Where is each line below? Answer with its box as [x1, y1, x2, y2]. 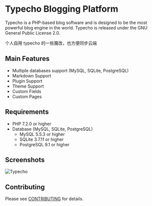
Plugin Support [12, 78, 43, 84]
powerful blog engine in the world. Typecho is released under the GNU [5, 24, 148, 30]
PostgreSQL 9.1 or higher [19, 141, 70, 147]
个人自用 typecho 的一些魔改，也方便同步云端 [5, 40, 97, 46]
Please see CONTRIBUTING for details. [5, 196, 84, 202]
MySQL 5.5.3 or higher [19, 131, 65, 137]
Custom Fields [12, 88, 42, 94]
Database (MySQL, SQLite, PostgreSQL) [12, 126, 93, 132]
